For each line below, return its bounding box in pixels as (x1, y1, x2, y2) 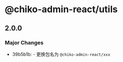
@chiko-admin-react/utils (5, 4, 118, 15)
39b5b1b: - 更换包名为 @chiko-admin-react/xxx (12, 51, 111, 57)
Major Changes (5, 39, 44, 46)
